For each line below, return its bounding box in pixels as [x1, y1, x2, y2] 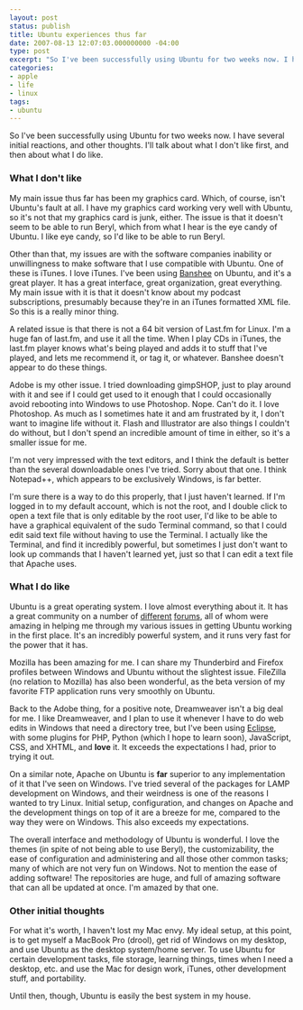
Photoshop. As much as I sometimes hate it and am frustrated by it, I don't [9, 408, 285, 419]
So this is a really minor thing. [9, 306, 119, 317]
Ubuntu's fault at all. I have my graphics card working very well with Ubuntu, [9, 202, 293, 213]
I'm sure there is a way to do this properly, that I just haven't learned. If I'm [9, 491, 286, 502]
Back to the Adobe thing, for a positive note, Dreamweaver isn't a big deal [9, 703, 284, 714]
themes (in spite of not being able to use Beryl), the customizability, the [9, 843, 275, 854]
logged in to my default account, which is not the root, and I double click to [9, 500, 288, 511]
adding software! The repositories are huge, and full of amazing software [9, 872, 281, 883]
